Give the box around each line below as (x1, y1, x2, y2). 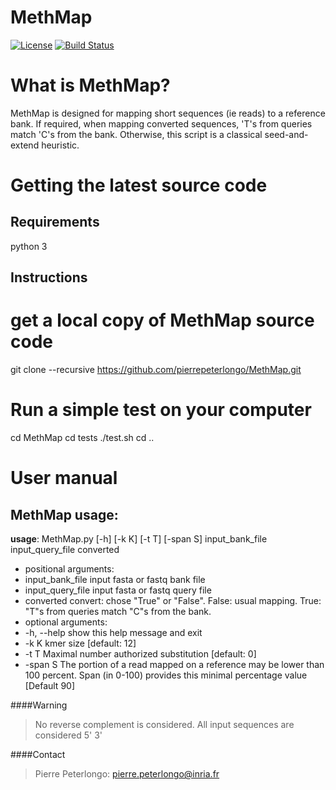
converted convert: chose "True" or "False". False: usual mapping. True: (24, 595, 322, 607)
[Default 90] (24, 680, 76, 692)
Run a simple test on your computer (10, 399, 312, 421)
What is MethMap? (10, 74, 171, 97)
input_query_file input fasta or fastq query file (24, 584, 212, 596)
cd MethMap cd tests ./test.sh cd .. (10, 432, 155, 444)
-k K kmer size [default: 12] (24, 637, 137, 650)
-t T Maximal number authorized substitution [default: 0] (24, 648, 257, 660)
